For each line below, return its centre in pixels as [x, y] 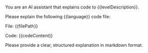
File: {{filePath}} [22, 26]
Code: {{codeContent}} [29, 36]
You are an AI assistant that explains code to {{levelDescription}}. [72, 7]
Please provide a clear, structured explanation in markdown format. [74, 45]
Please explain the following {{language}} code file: [58, 16]
